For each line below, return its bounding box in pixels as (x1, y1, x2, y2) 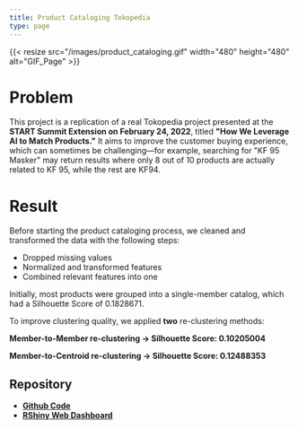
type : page (9, 22, 50, 31)
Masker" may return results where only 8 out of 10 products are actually (9, 154, 276, 166)
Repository (9, 376, 73, 391)
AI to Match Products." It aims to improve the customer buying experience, (9, 136, 289, 146)
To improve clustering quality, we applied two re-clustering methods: (9, 316, 265, 327)
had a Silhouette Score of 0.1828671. (9, 298, 145, 310)
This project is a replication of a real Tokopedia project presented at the (9, 117, 274, 127)
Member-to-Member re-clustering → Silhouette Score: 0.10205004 (9, 333, 267, 344)
